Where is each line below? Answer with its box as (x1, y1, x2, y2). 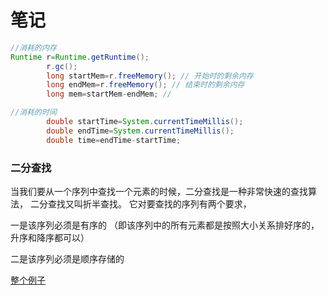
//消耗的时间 (10, 107, 57, 118)
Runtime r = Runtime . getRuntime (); (10, 52, 150, 62)
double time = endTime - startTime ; (46, 135, 182, 145)
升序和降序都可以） (10, 231, 90, 243)
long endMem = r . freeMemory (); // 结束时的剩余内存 (46, 80, 245, 90)
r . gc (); (46, 61, 78, 71)
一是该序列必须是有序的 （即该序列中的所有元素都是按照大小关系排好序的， (10, 219, 320, 231)
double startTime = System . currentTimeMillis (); (46, 117, 244, 127)
